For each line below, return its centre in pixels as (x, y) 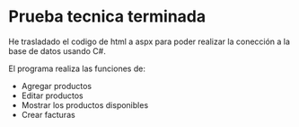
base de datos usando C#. (57, 50)
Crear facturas (48, 114)
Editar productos (52, 95)
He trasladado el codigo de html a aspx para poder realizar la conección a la (149, 41)
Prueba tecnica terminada (107, 17)
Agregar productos (56, 86)
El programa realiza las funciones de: (77, 68)
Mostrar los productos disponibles (85, 104)
